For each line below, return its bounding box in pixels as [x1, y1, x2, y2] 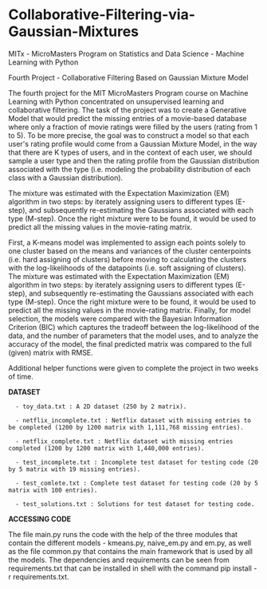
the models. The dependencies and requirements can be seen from [8, 555, 230, 564]
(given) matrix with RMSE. [8, 348, 93, 357]
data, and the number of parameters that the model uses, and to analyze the [8, 331, 259, 340]
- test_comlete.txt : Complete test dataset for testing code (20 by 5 [15, 479, 259, 487]
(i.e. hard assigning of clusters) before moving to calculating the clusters [8, 254, 247, 264]
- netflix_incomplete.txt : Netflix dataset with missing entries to [15, 416, 251, 424]
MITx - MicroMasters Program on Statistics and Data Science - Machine [8, 49, 245, 58]
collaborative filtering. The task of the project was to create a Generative [8, 105, 247, 115]
